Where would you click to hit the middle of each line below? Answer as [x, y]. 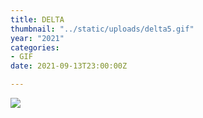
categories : [35, 47]
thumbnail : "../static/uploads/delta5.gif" [102, 29]
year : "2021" [37, 38]
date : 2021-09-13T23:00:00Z [69, 66]
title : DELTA [37, 19]
